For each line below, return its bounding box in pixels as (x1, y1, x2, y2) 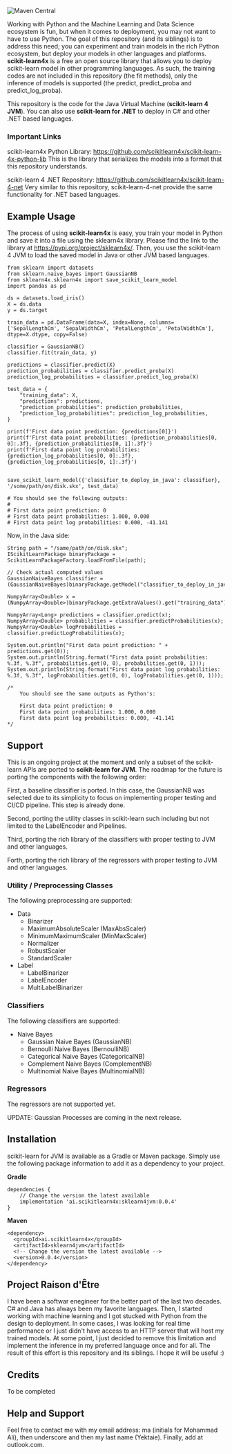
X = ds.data (7, 301, 41, 308)
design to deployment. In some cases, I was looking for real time (7, 1319, 191, 1328)
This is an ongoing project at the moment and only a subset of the (7, 758, 195, 766)
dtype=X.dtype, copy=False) (7, 331, 88, 338)
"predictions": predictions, (19, 398, 104, 405)
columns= (149, 319, 175, 326)
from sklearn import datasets (7, 264, 95, 272)
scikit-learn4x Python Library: (7, 148, 92, 156)
